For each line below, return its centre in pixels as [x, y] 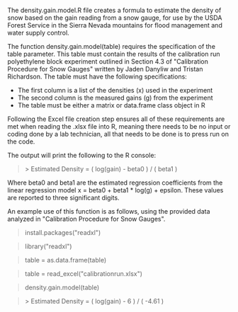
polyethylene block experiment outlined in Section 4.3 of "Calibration [108, 62]
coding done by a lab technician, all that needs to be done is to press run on [118, 134]
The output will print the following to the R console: [82, 155]
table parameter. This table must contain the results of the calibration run [114, 54]
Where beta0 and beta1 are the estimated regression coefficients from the [115, 183]
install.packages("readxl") [63, 232]
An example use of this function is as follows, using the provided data [109, 211]
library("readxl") [48, 246]
